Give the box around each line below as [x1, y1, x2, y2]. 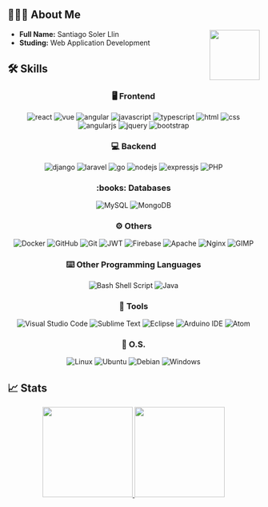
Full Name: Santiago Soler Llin [18, 29, 119, 39]
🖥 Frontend [111, 91, 156, 102]
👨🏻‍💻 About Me [7, 8, 81, 22]
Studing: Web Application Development [18, 38, 150, 47]
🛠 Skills [7, 62, 49, 76]
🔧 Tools [118, 300, 149, 311]
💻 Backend [110, 141, 157, 152]
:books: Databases [96, 182, 171, 193]
